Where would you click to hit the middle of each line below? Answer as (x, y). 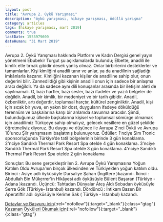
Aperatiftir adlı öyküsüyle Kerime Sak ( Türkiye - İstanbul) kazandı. (71, 194)
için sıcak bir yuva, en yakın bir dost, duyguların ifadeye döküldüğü (72, 107)
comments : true (20, 32)
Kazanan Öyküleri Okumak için (36, 209)
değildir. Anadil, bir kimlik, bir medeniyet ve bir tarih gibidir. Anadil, (71, 97)
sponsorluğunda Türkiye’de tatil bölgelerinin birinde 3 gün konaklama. (75, 138)
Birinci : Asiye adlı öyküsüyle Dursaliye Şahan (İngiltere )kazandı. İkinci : (77, 173)
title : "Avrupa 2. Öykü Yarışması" (41, 14)
